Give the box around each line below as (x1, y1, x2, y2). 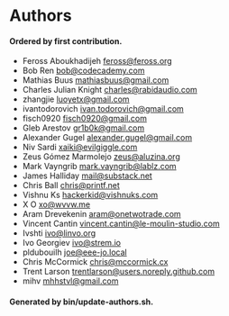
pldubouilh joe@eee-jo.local (22, 247, 128, 257)
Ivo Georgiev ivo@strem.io (22, 238, 122, 248)
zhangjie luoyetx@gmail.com (22, 94, 130, 104)
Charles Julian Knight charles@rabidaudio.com (22, 85, 198, 95)
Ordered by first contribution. (9, 35, 123, 46)
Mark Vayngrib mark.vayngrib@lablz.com (22, 161, 178, 172)
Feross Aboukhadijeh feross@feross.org (22, 56, 173, 67)
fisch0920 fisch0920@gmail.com (22, 113, 147, 124)
